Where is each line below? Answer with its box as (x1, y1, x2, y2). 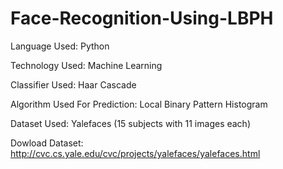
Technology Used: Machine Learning (10, 59, 163, 71)
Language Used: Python (10, 40, 110, 52)
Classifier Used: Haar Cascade (10, 78, 137, 91)
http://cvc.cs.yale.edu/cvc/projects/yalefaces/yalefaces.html (10, 147, 261, 159)
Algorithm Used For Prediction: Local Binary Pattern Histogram (10, 98, 268, 110)
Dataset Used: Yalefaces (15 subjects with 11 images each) (10, 117, 252, 129)
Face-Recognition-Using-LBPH (10, 7, 274, 30)
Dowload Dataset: (10, 137, 84, 149)
